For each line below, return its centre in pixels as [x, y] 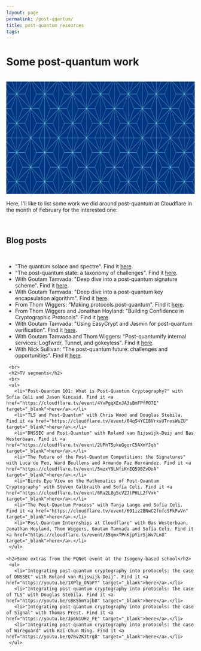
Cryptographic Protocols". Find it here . [62, 317]
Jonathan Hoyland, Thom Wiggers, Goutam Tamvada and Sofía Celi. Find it [100, 529]
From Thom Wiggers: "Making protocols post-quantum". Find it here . [99, 305]
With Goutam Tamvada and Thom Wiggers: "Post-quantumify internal [100, 336]
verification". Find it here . [46, 330]
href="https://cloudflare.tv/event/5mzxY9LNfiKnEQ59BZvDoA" [83, 469]
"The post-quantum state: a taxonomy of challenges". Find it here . [96, 273]
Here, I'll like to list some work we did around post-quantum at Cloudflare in [99, 204]
